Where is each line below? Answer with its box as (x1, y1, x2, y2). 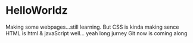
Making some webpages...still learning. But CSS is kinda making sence (5, 23, 179, 30)
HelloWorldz (5, 4, 68, 17)
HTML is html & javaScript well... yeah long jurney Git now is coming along (5, 29, 188, 36)
